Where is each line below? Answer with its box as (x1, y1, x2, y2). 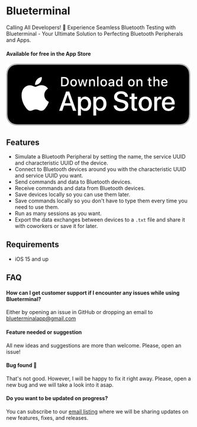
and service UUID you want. (14, 172, 83, 179)
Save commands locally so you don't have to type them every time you (14, 197, 188, 204)
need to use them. (14, 203, 59, 210)
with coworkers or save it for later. (14, 222, 98, 229)
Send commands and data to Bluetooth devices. (14, 178, 132, 185)
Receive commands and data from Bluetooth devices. (14, 184, 146, 191)
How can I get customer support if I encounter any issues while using (6, 289, 180, 296)
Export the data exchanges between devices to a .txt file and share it (14, 216, 185, 223)
